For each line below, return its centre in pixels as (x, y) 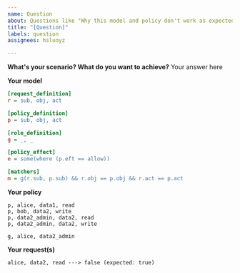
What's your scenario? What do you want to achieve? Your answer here (115, 67)
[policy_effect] (31, 153)
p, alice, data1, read (41, 205)
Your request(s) (31, 249)
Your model (25, 81)
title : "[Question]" (38, 27)
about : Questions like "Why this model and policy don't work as (106, 21)
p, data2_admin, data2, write (52, 224)
